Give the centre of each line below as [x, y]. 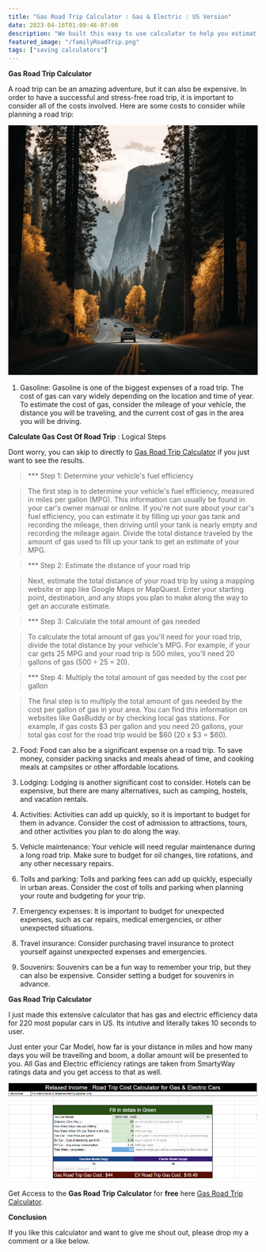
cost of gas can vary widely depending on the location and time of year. [137, 396]
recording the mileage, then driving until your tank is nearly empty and [142, 525]
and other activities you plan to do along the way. [100, 831]
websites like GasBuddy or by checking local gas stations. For [129, 718]
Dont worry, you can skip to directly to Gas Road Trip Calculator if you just [129, 452]
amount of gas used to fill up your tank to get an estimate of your [133, 542]
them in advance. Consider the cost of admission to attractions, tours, [133, 823]
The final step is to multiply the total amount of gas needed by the [135, 701]
